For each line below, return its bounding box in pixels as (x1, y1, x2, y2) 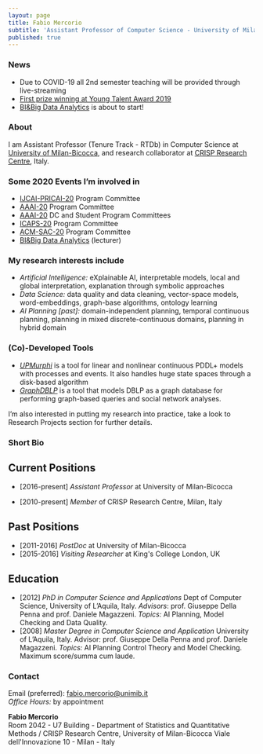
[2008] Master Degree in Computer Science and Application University (19, 626, 249, 636)
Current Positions (8, 461, 96, 475)
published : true (8, 33, 61, 42)
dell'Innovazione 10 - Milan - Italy (8, 738, 116, 747)
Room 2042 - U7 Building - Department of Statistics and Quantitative (8, 720, 230, 730)
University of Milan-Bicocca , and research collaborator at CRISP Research (8, 148, 247, 157)
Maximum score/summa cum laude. (19, 651, 135, 661)
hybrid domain (19, 323, 67, 332)
